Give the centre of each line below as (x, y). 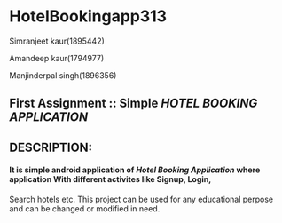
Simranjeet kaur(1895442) (57, 41)
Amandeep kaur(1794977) (57, 58)
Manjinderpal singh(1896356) (63, 75)
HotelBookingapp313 (88, 16)
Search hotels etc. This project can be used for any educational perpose (141, 199)
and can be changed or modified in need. (85, 208)
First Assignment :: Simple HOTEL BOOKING (133, 104)
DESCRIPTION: (51, 147)
